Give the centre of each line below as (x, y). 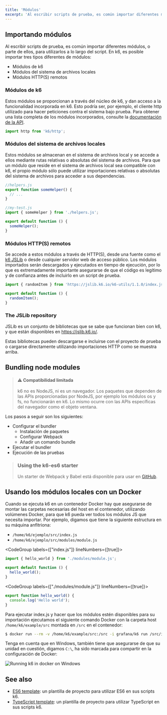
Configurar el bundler (34, 426)
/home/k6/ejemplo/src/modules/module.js (55, 540)
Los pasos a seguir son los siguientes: (44, 417)
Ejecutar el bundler (32, 447)
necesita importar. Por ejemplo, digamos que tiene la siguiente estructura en (83, 520)
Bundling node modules (43, 368)
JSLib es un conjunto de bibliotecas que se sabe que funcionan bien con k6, (83, 326)
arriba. (12, 352)
